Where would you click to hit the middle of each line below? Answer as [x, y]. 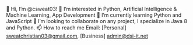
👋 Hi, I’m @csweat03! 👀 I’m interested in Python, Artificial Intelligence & [92, 9]
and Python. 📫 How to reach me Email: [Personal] [66, 28]
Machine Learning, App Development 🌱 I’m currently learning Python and [94, 15]
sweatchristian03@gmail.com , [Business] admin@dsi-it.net [77, 36]
